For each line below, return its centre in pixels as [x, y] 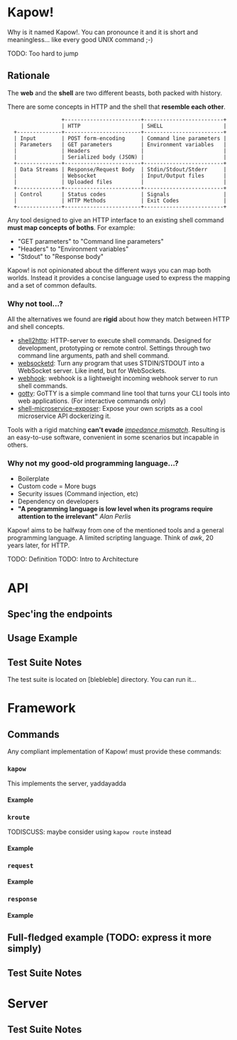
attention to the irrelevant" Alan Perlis [74, 517]
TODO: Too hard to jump [43, 53]
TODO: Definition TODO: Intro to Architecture [73, 559]
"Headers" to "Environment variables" [73, 249]
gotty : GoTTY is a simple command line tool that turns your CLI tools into [124, 393]
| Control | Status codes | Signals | [120, 194]
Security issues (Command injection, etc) [78, 494]
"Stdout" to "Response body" [61, 256]
